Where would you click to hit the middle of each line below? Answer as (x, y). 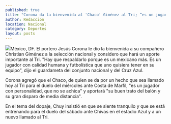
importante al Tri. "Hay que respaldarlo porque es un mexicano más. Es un (83, 59)
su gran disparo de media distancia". (44, 96)
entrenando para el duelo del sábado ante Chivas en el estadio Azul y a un (83, 112)
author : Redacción (25, 19)
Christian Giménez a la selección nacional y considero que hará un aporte (83, 54)
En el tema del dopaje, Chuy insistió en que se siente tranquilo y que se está (85, 106)
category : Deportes (26, 29)
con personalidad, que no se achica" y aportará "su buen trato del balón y (83, 91)
